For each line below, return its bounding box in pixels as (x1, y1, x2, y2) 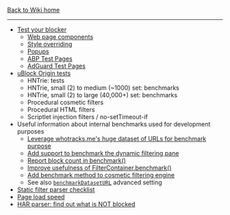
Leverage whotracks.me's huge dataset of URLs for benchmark (27, 135, 207, 142)
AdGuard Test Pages (27, 62, 86, 70)
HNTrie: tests (27, 77, 65, 84)
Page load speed (16, 193, 65, 201)
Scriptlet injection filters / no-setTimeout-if (27, 113, 149, 121)
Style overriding (27, 40, 73, 48)
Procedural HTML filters (27, 105, 95, 114)
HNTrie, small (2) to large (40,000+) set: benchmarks (27, 91, 178, 99)
